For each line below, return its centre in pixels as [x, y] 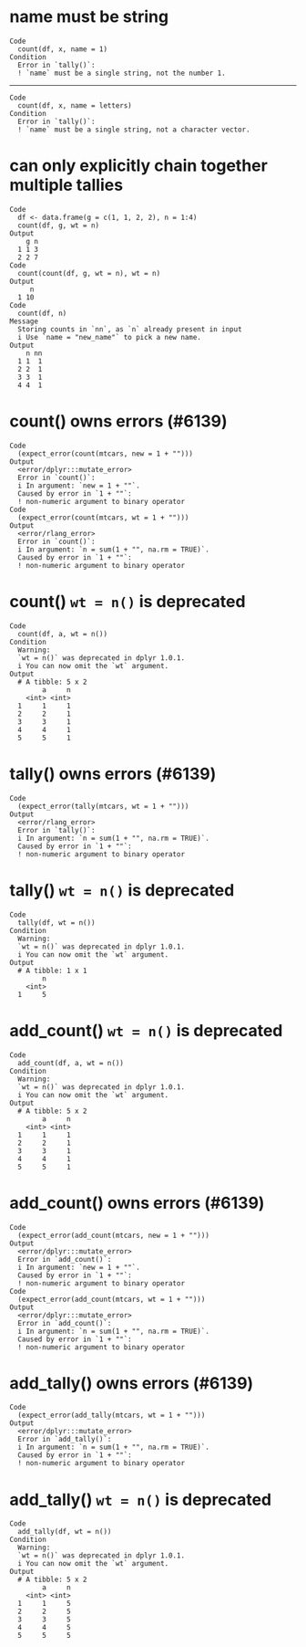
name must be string [89, 17]
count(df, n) [42, 313]
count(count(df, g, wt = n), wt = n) [89, 273]
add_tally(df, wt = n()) [65, 1532]
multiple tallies [66, 185]
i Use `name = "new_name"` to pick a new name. [110, 337]
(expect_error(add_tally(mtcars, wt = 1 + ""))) [112, 1416]
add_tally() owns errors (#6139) [132, 1383]
